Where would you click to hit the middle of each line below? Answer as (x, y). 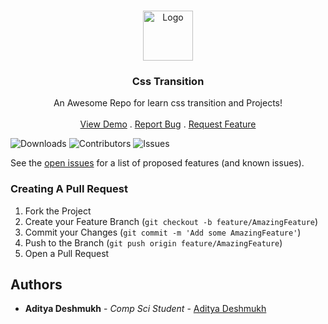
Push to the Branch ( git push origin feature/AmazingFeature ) (153, 242)
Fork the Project (58, 211)
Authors (36, 284)
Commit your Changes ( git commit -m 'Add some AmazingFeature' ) (163, 232)
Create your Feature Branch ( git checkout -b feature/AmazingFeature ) (171, 221)
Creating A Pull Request (69, 189)
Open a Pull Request (67, 253)
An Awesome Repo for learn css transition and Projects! (168, 103)
